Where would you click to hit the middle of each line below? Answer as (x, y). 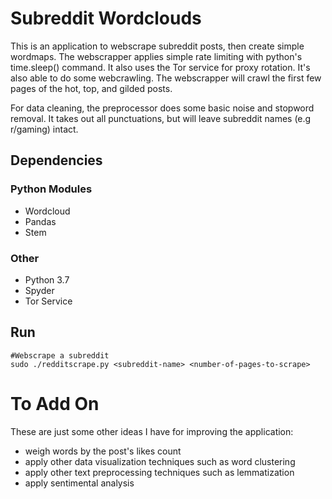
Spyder (39, 290)
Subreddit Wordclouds (106, 18)
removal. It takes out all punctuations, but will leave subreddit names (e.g (161, 118)
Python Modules (51, 189)
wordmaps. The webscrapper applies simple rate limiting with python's (156, 56)
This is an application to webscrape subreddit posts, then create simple (157, 46)
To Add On (55, 403)
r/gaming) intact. (44, 129)
